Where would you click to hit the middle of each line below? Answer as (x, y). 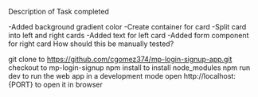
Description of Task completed (59, 12)
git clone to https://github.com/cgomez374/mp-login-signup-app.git (120, 59)
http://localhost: (210, 76)
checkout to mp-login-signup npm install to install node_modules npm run (129, 68)
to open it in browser (69, 84)
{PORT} (21, 84)
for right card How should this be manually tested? (91, 44)
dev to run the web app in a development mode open (95, 76)
